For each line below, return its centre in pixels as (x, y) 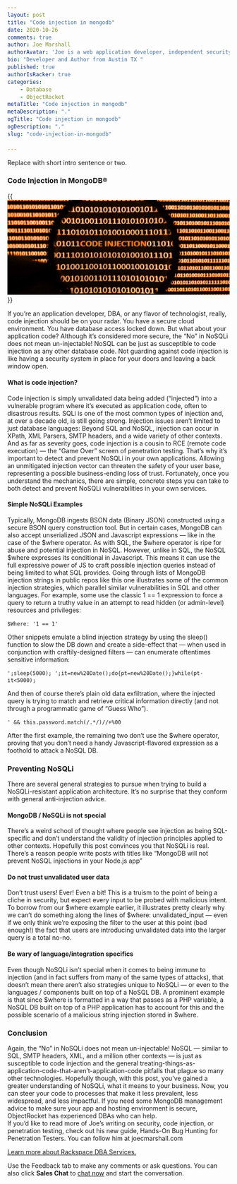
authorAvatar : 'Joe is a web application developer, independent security (120, 52)
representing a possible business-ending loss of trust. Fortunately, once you (118, 473)
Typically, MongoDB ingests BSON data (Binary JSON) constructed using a (116, 520)
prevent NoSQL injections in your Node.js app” (75, 861)
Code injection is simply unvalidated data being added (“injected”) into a (112, 398)
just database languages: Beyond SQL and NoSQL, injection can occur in (113, 428)
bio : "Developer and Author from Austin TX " (75, 60)
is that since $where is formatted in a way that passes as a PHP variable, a (116, 1000)
